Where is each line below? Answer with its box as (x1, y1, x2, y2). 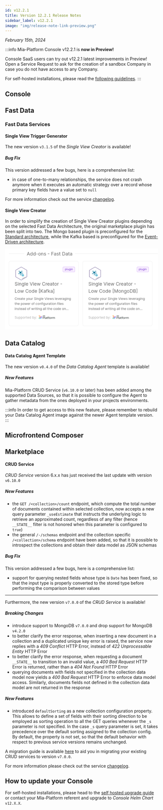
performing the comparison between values (12, 585, 100, 591)
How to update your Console (5, 777, 93, 785)
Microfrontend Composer (5, 431, 84, 440)
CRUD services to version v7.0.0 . (5, 754, 72, 759)
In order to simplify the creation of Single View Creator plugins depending (5, 218, 152, 224)
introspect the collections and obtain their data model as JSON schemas (12, 542, 157, 548)
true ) (12, 527, 23, 532)
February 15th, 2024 (5, 37, 46, 43)
